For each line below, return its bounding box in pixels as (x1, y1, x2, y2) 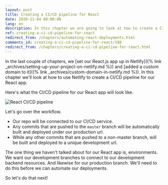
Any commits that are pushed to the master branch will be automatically (12, 123, 160, 129)
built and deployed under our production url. (12, 128, 104, 135)
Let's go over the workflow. (5, 108, 61, 114)
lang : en (5, 21, 23, 26)
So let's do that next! (5, 174, 48, 180)
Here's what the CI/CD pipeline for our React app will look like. (5, 89, 133, 95)
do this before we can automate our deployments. (5, 165, 108, 171)
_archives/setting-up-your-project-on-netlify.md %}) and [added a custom (5, 63, 159, 69)
